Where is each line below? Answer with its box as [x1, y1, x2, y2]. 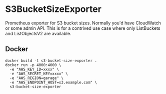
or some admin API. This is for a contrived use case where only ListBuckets [5, 25, 160, 31]
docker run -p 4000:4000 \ [5, 62, 61, 68]
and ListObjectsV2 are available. [5, 30, 71, 36]
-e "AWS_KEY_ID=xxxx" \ [9, 67, 59, 72]
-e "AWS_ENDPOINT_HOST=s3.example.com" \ [9, 80, 97, 85]
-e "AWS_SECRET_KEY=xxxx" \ [9, 71, 68, 76]
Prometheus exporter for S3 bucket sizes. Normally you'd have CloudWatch [5, 20, 161, 26]
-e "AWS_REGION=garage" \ [9, 76, 64, 81]
